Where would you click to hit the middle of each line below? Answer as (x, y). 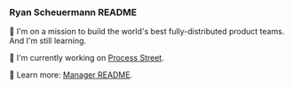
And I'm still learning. (48, 41)
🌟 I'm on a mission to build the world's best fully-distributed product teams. (147, 32)
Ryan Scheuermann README (73, 12)
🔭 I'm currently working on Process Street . (87, 58)
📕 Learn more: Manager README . (71, 75)
